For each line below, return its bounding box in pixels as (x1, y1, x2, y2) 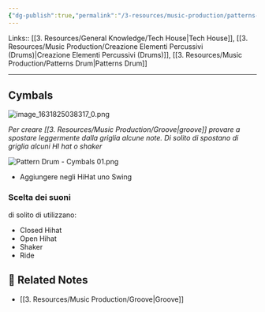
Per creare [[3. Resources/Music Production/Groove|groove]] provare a (8, 125, 241, 134)
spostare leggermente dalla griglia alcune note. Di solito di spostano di (8, 133, 239, 143)
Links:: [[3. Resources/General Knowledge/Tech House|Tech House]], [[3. (8, 33, 248, 43)
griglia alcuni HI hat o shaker (8, 141, 103, 151)
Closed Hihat (19, 225, 62, 235)
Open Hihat (19, 234, 57, 243)
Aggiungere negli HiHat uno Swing (19, 172, 132, 182)
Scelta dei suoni (8, 192, 71, 203)
